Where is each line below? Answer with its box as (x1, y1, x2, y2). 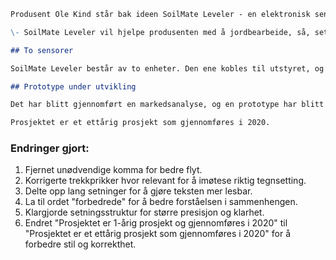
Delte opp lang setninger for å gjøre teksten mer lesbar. (24, 185, 253, 197)
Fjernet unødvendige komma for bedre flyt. (24, 164, 203, 176)
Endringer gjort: (10, 141, 90, 155)
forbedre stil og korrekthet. (24, 238, 137, 250)
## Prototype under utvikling (10, 81, 137, 92)
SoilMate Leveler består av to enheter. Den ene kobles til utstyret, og (10, 63, 325, 74)
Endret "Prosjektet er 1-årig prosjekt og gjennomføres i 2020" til (24, 217, 288, 229)
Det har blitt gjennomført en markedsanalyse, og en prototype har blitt (10, 100, 325, 110)
